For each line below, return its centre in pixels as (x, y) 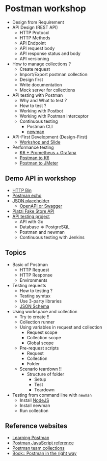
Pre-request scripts (39, 348)
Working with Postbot (41, 110)
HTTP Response (36, 275)
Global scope (40, 343)
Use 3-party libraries (41, 301)
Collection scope (44, 337)
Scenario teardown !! (41, 369)
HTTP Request (34, 270)
